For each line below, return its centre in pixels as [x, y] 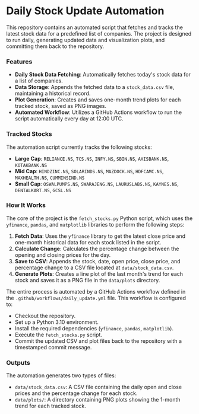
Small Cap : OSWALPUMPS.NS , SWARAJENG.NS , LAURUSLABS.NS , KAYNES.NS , [97, 184]
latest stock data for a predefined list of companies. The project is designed [99, 33]
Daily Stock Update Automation [85, 11]
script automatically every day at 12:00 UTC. [69, 119]
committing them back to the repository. [55, 46]
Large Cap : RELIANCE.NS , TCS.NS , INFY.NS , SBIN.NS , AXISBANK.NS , [92, 158]
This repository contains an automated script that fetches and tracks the [94, 27]
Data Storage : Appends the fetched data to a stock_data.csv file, [94, 87]
